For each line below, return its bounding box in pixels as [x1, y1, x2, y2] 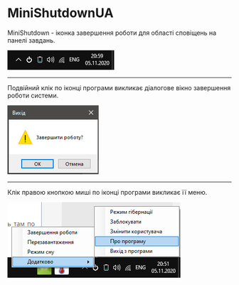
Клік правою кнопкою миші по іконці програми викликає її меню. [7, 188, 208, 196]
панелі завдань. [7, 36, 55, 44]
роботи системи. [7, 91, 59, 100]
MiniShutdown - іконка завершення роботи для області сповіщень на [7, 28, 217, 37]
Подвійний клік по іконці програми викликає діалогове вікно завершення [7, 83, 231, 92]
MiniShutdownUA [7, 5, 114, 21]
